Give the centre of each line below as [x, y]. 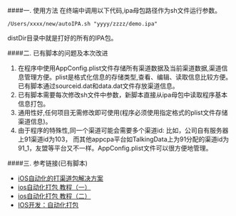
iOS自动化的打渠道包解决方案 [60, 178]
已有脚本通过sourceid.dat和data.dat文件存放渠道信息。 [98, 86]
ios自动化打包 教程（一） [54, 187]
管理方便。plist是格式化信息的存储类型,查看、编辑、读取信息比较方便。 [128, 77]
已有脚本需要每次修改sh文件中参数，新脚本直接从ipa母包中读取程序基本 [123, 95]
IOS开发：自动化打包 [48, 205]
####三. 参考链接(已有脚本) [47, 163]
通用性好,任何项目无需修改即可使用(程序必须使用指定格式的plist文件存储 [123, 113]
